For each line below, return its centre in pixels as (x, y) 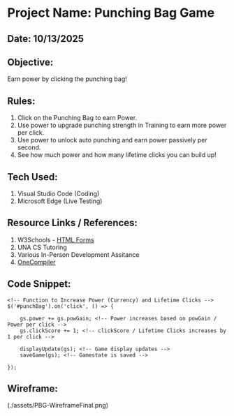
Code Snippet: (39, 284)
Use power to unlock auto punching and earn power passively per (112, 140)
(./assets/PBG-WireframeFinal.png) (58, 406)
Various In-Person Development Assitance (78, 254)
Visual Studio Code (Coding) (58, 194)
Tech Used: (32, 177)
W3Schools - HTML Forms (56, 239)
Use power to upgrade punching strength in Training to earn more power (122, 125)
